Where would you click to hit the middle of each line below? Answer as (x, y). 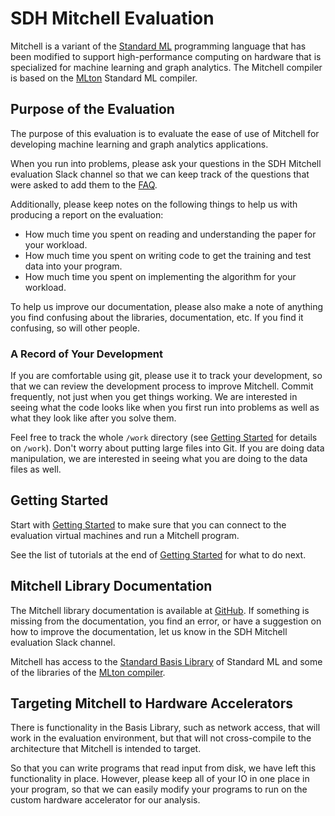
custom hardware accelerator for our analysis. (105, 800)
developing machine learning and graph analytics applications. (139, 144)
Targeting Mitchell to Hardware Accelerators (151, 703)
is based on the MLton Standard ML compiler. (104, 78)
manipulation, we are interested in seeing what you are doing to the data (159, 459)
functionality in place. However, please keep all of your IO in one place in (160, 779)
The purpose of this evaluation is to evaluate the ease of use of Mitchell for (165, 133)
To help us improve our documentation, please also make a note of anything (167, 306)
